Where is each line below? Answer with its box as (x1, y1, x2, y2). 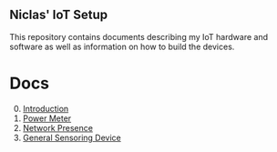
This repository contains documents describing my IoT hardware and (9, 31, 269, 42)
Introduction (22, 103, 69, 114)
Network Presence (22, 122, 94, 133)
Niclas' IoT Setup (9, 7, 108, 23)
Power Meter (22, 113, 72, 124)
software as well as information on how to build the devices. (9, 41, 235, 52)
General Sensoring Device (22, 132, 121, 143)
